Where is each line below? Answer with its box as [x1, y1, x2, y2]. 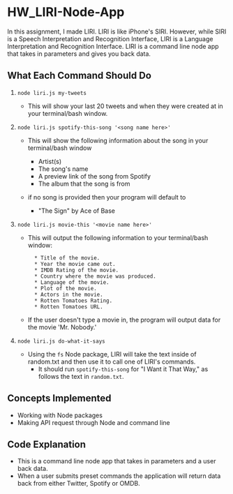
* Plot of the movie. [33, 285, 98, 292]
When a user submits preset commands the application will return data [17, 472, 221, 480]
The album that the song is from [38, 179, 130, 188]
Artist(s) [38, 157, 62, 165]
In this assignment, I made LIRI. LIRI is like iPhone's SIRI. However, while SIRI [7, 27, 227, 36]
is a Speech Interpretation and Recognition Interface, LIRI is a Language [7, 34, 213, 43]
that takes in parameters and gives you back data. [7, 50, 151, 58]
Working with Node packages [17, 411, 103, 419]
